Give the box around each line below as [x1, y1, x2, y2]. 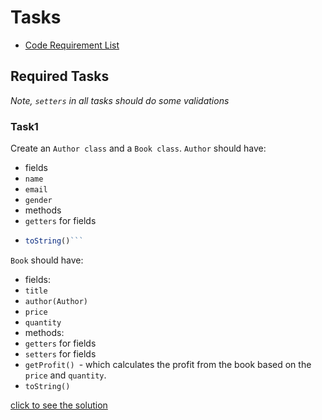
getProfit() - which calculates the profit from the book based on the [24, 358, 312, 370]
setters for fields [24, 347, 97, 360]
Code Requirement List [24, 39, 120, 51]
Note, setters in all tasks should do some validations [10, 94, 230, 106]
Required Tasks [10, 68, 110, 85]
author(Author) [24, 296, 89, 306]
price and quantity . [24, 369, 107, 381]
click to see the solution [10, 399, 108, 411]
